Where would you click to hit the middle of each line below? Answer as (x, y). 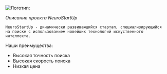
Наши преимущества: (29, 45)
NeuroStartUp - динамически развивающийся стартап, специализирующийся (83, 27)
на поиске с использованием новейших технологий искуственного (75, 32)
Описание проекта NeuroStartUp (41, 18)
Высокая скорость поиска (42, 61)
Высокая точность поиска (41, 55)
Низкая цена (26, 66)
